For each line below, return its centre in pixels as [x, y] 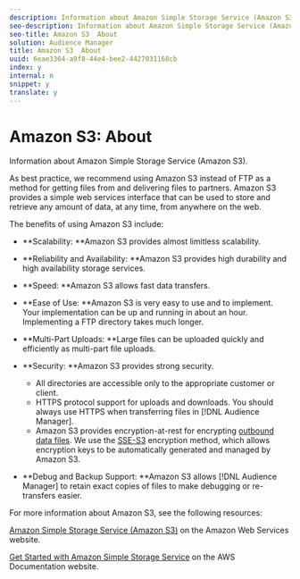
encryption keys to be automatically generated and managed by [153, 450]
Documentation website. [54, 566]
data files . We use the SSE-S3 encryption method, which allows [153, 441]
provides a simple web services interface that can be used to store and [140, 197]
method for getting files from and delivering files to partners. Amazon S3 [143, 188]
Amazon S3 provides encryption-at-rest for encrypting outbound [155, 431]
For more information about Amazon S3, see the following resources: [136, 513]
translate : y [33, 92]
